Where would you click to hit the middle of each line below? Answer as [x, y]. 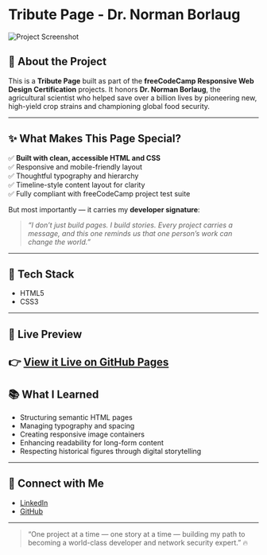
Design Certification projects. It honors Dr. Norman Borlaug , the [114, 89]
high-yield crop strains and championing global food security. [109, 106]
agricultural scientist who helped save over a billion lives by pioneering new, [133, 98]
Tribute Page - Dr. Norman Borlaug [124, 15]
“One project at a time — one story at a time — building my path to [136, 534]
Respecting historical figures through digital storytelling [110, 451]
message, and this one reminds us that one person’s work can [130, 233]
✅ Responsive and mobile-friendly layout [75, 167]
